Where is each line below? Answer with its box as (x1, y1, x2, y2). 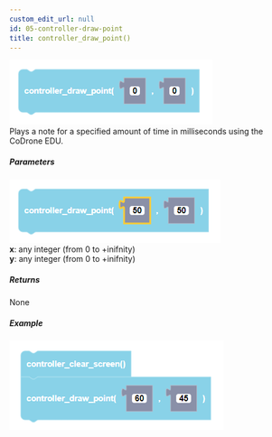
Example (9, 317, 43, 329)
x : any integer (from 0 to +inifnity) (9, 244, 136, 255)
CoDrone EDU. (9, 135, 64, 146)
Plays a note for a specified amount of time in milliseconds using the (9, 126, 264, 137)
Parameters (9, 156, 55, 167)
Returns (9, 274, 41, 284)
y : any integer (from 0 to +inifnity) (9, 254, 136, 265)
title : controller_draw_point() (9, 33, 131, 42)
